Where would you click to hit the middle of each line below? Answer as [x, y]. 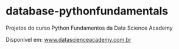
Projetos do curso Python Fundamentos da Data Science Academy [89, 28]
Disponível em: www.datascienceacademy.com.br [68, 39]
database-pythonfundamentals [87, 11]
